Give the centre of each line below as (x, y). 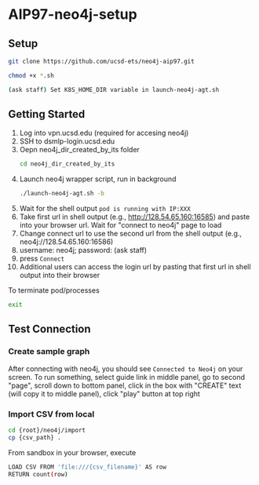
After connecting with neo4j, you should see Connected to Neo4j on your (126, 368)
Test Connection (50, 329)
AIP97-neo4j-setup (73, 15)
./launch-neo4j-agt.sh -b (62, 194)
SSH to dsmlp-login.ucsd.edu (67, 141)
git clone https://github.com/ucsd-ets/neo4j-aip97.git (101, 61)
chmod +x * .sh (31, 75)
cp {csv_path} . (35, 437)
